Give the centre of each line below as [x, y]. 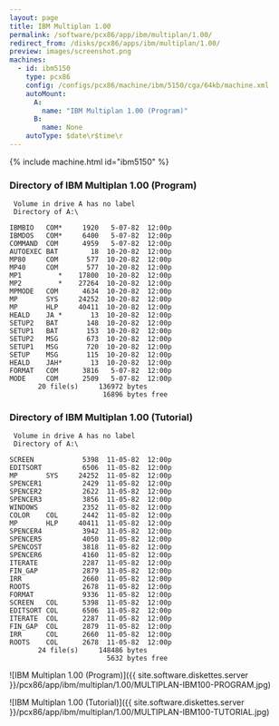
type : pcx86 [48, 77]
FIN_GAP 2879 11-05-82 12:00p [91, 571]
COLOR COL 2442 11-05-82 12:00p [91, 515]
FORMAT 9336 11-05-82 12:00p [91, 595]
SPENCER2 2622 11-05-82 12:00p [91, 492]
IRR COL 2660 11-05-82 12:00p [91, 635]
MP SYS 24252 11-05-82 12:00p [91, 476]
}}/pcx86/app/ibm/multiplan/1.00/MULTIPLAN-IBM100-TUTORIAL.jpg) [139, 712]
